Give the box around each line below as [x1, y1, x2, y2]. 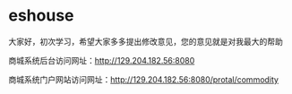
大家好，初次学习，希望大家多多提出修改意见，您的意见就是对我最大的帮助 [8, 36, 283, 47]
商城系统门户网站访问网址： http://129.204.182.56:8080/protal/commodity [8, 73, 279, 85]
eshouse [8, 5, 74, 26]
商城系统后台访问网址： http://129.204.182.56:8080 [8, 55, 195, 65]
